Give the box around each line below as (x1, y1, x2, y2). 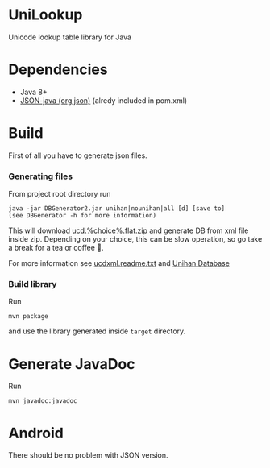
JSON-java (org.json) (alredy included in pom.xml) (19, 95, 188, 106)
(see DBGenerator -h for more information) (8, 212, 157, 220)
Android (8, 424, 64, 442)
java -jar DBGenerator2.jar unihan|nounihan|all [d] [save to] (8, 205, 226, 213)
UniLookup (8, 6, 83, 24)
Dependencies (8, 60, 108, 79)
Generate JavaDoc (8, 354, 135, 373)
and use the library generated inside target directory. (8, 326, 186, 336)
